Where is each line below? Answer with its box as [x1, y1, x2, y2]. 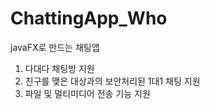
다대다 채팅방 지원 [24, 62, 95, 74]
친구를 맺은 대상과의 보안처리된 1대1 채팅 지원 [24, 75, 201, 87]
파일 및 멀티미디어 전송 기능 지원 [24, 87, 151, 99]
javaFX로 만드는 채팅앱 [10, 41, 100, 53]
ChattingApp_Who [10, 7, 168, 30]
